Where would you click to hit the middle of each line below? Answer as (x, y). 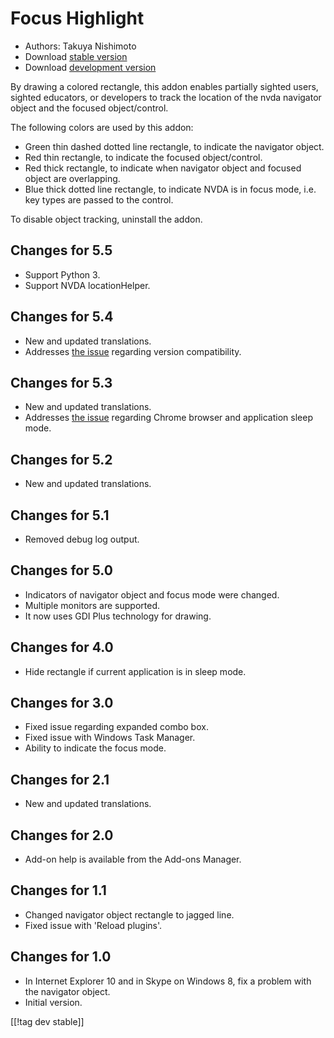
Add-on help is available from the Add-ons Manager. (133, 859)
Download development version (90, 67)
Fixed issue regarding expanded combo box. (116, 727)
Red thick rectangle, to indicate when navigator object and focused (163, 168)
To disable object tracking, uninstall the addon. (106, 219)
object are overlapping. (72, 178)
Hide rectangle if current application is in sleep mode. (135, 671)
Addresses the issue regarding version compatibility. (133, 351)
